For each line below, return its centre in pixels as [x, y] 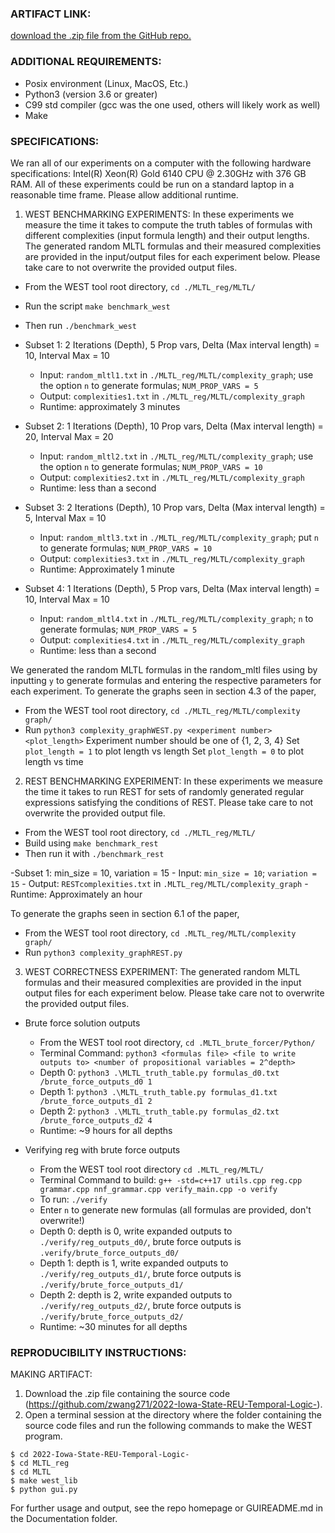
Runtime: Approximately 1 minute [107, 569]
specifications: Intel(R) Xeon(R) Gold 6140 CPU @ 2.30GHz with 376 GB [158, 173]
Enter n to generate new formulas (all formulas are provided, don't [175, 1209]
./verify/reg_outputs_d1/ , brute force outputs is [140, 1273]
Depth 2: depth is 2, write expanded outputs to [136, 1294]
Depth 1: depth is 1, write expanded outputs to [134, 1263]
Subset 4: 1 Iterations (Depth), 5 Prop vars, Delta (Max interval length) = [172, 588]
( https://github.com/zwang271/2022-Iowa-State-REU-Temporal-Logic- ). [173, 1404]
